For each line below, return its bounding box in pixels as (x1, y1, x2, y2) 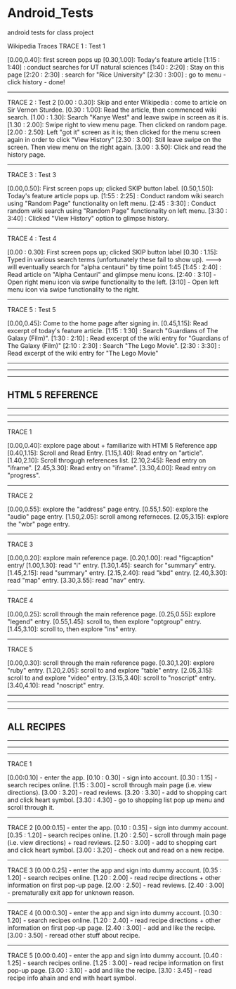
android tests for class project (7, 28, 94, 37)
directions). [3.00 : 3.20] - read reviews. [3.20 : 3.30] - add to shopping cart (7, 788, 227, 796)
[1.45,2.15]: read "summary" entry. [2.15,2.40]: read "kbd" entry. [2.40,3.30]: (7, 568, 228, 577)
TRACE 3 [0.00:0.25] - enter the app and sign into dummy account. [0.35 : (7, 866, 222, 874)
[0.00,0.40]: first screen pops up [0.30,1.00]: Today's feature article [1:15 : (7, 55, 220, 64)
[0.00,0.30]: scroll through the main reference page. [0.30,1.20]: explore (7, 659, 215, 667)
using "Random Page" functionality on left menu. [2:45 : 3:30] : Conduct (7, 199, 216, 207)
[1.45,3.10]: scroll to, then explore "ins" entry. (7, 624, 137, 633)
